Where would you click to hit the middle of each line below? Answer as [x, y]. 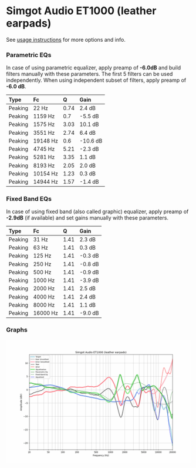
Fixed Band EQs [29, 198]
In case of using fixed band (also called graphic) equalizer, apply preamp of [97, 212]
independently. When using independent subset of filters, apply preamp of [96, 80]
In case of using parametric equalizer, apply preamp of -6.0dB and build [94, 68]
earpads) [29, 23]
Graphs [17, 330]
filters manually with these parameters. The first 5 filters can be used [89, 74]
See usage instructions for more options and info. [66, 39]
